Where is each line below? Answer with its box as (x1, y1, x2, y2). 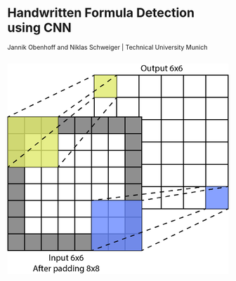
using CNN (7, 20, 72, 36)
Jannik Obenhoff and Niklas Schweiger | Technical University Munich (7, 43, 208, 51)
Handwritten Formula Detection (7, 5, 195, 21)
